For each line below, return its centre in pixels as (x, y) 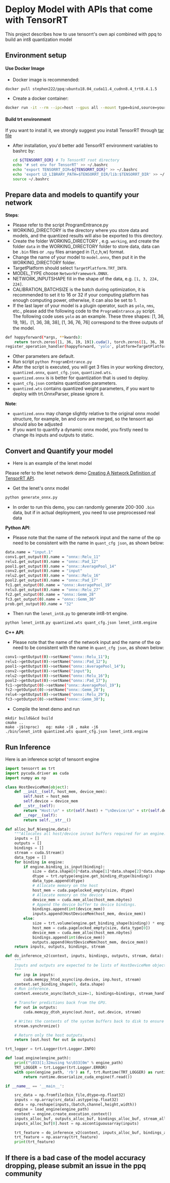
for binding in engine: (39, 862)
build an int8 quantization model (39, 39)
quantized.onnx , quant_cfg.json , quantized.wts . (62, 373)
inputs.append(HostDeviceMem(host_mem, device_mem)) (89, 914)
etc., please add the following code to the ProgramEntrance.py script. (84, 311)
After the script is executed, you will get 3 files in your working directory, (88, 367)
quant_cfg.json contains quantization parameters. (65, 383)
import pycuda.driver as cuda (37, 773)
